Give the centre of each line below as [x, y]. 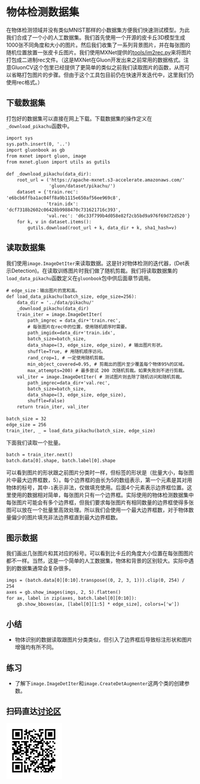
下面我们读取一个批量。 [35, 443]
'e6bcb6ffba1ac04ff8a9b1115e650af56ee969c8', [63, 198]
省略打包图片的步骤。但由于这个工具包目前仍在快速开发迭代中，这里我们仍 [102, 75]
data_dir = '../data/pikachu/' [56, 303]
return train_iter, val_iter [53, 407]
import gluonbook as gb [36, 150]
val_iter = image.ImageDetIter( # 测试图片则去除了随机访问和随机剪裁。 [101, 377]
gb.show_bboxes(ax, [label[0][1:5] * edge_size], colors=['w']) [98, 605]
